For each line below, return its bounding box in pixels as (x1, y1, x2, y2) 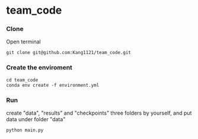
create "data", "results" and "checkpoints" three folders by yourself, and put (6, 109, 192, 116)
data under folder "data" (6, 116, 66, 123)
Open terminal (6, 38, 41, 45)
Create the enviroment (6, 64, 73, 72)
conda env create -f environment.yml (6, 82, 100, 88)
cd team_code (6, 77, 39, 83)
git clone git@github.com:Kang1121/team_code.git (6, 50, 132, 56)
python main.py (6, 127, 44, 134)
